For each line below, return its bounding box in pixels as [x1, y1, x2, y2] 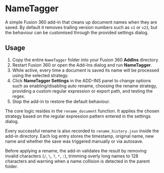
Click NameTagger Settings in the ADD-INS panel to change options [12, 77, 151, 83]
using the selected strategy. [12, 72, 69, 78]
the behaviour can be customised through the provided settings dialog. [5, 29, 149, 35]
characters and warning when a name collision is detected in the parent [5, 158, 150, 164]
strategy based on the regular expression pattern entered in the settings [5, 113, 151, 119]
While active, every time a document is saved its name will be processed [12, 67, 160, 73]
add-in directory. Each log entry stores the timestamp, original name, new [5, 133, 154, 139]
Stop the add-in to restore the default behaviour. [12, 99, 110, 104]
